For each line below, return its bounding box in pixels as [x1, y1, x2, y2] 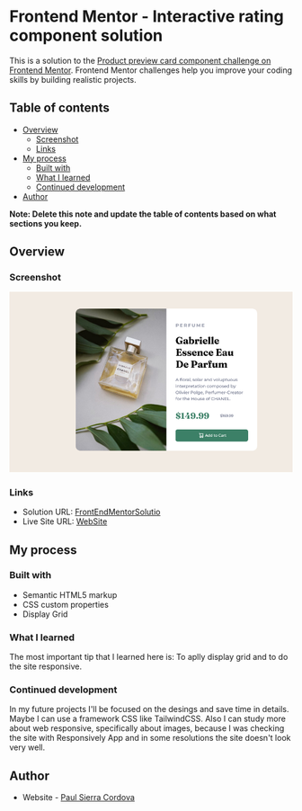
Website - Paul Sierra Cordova [22, 792, 135, 803]
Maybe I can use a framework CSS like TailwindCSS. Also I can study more [9, 713, 286, 725]
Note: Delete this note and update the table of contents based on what [9, 209, 277, 219]
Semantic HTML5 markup [22, 589, 118, 600]
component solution [9, 25, 164, 46]
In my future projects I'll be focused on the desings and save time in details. [9, 704, 289, 715]
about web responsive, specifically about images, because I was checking [9, 723, 285, 734]
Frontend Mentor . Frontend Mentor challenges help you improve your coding [9, 65, 293, 76]
